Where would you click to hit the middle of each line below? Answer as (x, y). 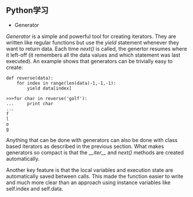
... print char (30, 103)
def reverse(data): (30, 78)
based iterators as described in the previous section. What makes (85, 146)
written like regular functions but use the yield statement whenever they (93, 42)
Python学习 (27, 11)
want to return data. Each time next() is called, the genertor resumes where (96, 49)
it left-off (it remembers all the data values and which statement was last (93, 55)
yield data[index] (49, 88)
